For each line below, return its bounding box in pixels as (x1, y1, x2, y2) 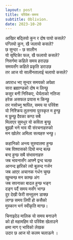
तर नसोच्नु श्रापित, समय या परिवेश (5, 102, 59, 108)
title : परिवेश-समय (5, 12, 39, 17)
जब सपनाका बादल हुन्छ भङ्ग (5, 180, 51, 187)
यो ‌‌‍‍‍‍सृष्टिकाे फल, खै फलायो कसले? (5, 52, 60, 58)
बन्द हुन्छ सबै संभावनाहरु (5, 152, 44, 158)
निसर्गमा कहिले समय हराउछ (5, 58, 49, 64)
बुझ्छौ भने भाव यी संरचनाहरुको (5, 125, 53, 131)
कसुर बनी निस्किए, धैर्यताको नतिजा (5, 91, 60, 97)
